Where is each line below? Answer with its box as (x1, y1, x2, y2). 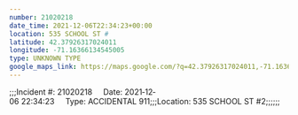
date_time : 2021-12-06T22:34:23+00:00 (9, 21, 153, 30)
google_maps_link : (9, 63, 77, 72)
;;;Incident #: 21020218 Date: (9, 86, 123, 97)
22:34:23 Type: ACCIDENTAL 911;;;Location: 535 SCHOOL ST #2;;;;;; (20, 96, 281, 106)
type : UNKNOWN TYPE (9, 54, 82, 63)
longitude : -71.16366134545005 (9, 46, 125, 55)
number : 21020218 (9, 12, 74, 22)
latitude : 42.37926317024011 (9, 37, 117, 47)
